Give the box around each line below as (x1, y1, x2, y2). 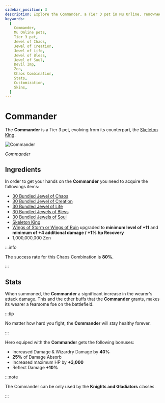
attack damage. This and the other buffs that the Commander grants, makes (5, 296, 160, 302)
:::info (5, 244, 17, 251)
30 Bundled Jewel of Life (12, 203, 63, 209)
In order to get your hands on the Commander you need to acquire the (5, 178, 148, 184)
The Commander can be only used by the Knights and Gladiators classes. (5, 383, 156, 389)
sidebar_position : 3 (5, 7, 48, 12)
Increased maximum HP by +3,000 (12, 359, 84, 365)
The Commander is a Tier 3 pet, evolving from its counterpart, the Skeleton (5, 127, 158, 133)
